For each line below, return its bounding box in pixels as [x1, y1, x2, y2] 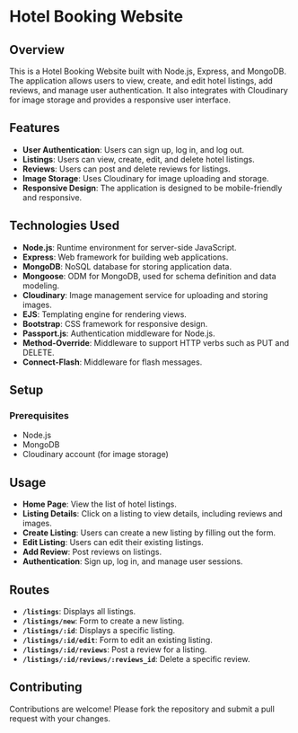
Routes [9, 582, 50, 597]
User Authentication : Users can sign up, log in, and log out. [22, 144, 245, 155]
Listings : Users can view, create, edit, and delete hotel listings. [22, 154, 255, 164]
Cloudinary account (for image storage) [22, 449, 169, 460]
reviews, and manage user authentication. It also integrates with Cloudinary [9, 85, 289, 95]
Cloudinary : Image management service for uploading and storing [22, 289, 268, 300]
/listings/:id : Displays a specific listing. [22, 624, 176, 635]
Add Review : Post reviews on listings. [22, 546, 162, 558]
